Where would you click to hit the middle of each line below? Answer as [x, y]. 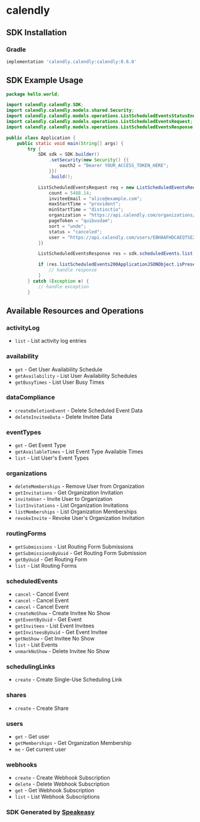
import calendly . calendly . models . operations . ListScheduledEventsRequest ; [100, 122]
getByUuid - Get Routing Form [51, 559]
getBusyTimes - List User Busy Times [60, 382]
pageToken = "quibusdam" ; [81, 221]
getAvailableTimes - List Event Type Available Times [79, 452]
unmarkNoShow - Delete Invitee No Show [62, 651]
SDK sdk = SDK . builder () [69, 155]
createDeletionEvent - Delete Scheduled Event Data [79, 410]
